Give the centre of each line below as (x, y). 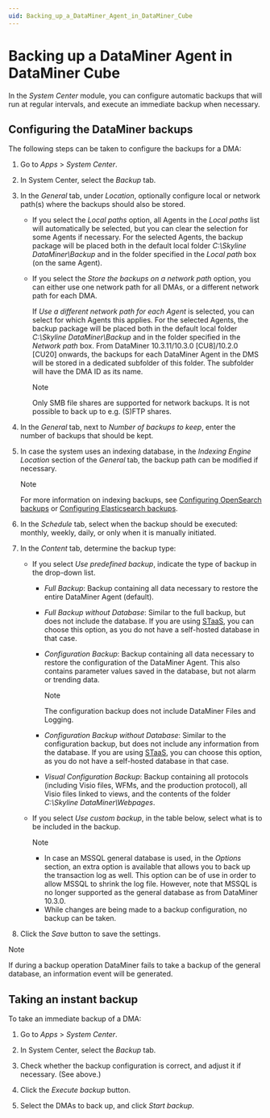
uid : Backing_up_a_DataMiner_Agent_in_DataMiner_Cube (101, 16)
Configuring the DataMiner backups (101, 129)
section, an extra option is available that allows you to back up (147, 867)
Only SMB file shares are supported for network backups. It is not (141, 403)
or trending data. (72, 680)
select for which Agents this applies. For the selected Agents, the (140, 320)
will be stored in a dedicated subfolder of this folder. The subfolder (143, 363)
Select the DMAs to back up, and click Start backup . (107, 1106)
